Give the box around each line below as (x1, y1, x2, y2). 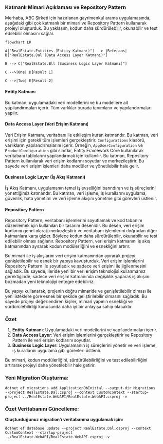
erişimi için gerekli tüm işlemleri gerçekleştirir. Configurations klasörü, (5, 137, 145, 143)
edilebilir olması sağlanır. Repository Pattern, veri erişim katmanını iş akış (5, 238, 150, 244)
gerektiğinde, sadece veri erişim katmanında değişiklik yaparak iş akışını (5, 274, 150, 280)
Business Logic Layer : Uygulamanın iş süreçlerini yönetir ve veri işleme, (12, 343, 157, 348)
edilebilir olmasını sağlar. (5, 31, 54, 37)
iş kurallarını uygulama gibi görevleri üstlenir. (12, 348, 102, 354)
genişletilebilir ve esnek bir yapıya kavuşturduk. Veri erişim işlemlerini (5, 258, 145, 264)
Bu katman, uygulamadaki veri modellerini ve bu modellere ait (5, 100, 128, 105)
